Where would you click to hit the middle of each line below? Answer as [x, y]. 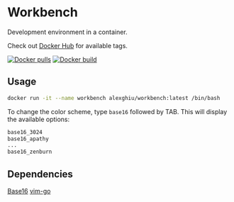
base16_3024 [25, 132]
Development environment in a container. [67, 32]
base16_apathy [28, 139]
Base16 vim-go [29, 191]
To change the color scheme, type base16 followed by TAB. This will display [117, 111]
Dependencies [40, 174]
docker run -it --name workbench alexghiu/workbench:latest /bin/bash [114, 98]
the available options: [39, 119]
